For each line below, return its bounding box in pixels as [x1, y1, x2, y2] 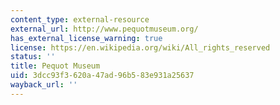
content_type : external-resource [10, 14, 150, 25]
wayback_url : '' [10, 80, 78, 90]
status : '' [10, 52, 56, 62]
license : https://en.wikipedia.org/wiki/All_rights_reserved [10, 42, 271, 53]
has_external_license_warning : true [10, 33, 163, 43]
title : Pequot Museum [10, 61, 101, 71]
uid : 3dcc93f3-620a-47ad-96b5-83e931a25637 [10, 71, 195, 81]
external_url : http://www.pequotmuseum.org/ [10, 24, 199, 34]
